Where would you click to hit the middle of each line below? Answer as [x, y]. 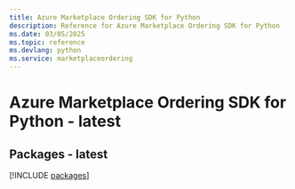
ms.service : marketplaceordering [71, 59]
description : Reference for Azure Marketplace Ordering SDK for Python [144, 26]
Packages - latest [59, 154]
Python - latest [65, 122]
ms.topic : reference [48, 42]
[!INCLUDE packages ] [49, 175]
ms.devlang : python [45, 51]
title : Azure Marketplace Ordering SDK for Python [105, 17]
